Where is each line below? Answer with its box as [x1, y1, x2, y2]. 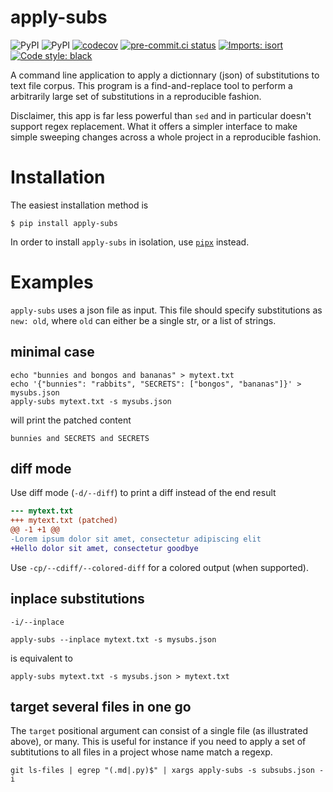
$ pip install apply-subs [10, 218, 118, 228]
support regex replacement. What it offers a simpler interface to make [10, 120, 298, 132]
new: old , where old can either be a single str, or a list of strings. [10, 314, 277, 326]
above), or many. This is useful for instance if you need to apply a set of [10, 736, 307, 748]
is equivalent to [10, 652, 73, 664]
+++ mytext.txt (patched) [10, 516, 118, 526]
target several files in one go [10, 699, 192, 716]
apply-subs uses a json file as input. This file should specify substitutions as [10, 304, 323, 316]
